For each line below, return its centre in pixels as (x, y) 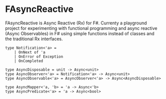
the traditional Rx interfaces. (34, 39)
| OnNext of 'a (30, 52)
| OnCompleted (29, 61)
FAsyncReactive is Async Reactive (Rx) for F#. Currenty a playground (76, 23)
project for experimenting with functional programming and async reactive (81, 28)
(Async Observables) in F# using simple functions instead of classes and (80, 33)
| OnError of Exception (39, 56)
